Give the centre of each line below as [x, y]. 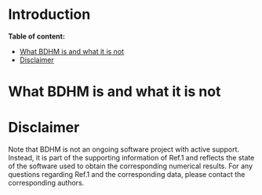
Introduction [49, 15]
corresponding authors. [46, 183]
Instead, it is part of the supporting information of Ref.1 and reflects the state [131, 158]
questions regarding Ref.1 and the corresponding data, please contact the [127, 175]
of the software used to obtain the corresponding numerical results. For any [131, 166]
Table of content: [36, 36]
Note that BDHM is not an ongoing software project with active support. [124, 149]
